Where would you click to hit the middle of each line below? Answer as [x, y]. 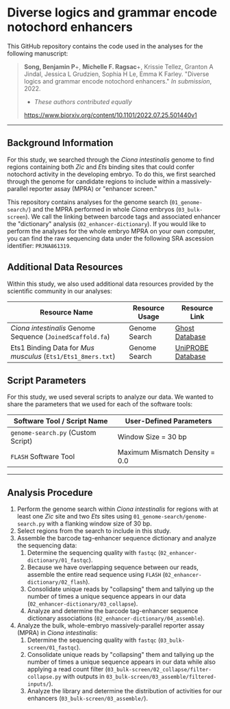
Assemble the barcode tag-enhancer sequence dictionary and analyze [117, 538]
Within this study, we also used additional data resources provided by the [111, 284]
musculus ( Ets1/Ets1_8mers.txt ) [63, 356]
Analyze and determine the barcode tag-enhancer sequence [113, 611]
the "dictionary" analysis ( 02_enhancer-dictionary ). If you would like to [107, 223]
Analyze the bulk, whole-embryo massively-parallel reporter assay [111, 625]
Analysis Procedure [50, 492]
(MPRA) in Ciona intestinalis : [57, 633]
